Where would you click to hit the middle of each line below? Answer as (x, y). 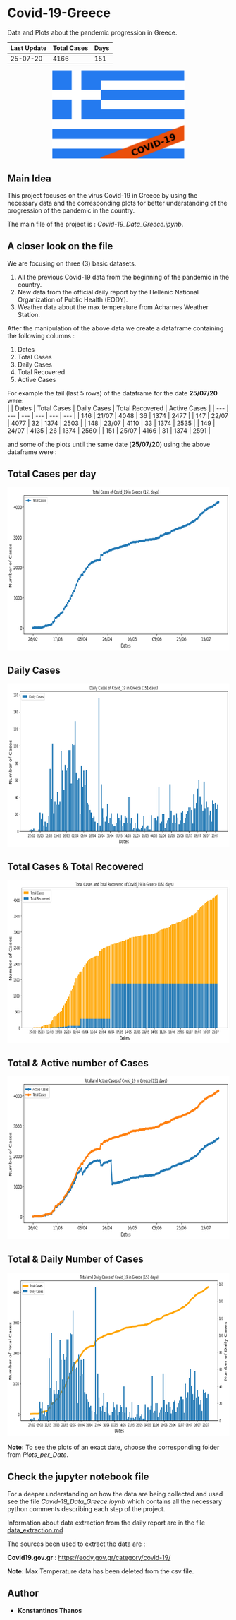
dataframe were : (32, 452)
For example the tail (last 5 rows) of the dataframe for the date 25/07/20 (113, 393)
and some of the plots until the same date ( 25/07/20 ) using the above (109, 444)
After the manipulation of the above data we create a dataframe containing (116, 328)
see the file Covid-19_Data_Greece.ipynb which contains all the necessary (115, 1501)
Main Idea (29, 178)
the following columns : (41, 335)
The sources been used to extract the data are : (76, 1544)
